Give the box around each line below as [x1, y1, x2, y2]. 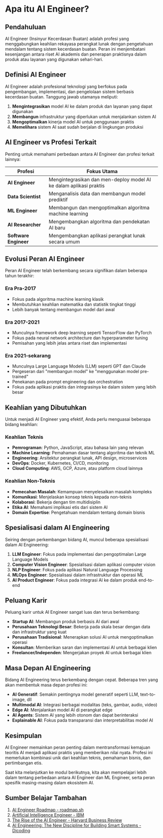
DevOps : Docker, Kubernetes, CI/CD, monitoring [12, 460, 109, 466]
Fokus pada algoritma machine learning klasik [12, 296, 104, 302]
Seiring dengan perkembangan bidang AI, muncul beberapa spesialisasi [5, 536, 149, 542]
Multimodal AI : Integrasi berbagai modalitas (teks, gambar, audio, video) [12, 702, 158, 708]
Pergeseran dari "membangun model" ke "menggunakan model [12, 369, 139, 374]
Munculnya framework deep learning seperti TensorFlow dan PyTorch [12, 330, 152, 336]
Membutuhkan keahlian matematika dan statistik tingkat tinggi [12, 301, 136, 307]
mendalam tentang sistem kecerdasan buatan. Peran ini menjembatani [5, 46, 146, 52]
